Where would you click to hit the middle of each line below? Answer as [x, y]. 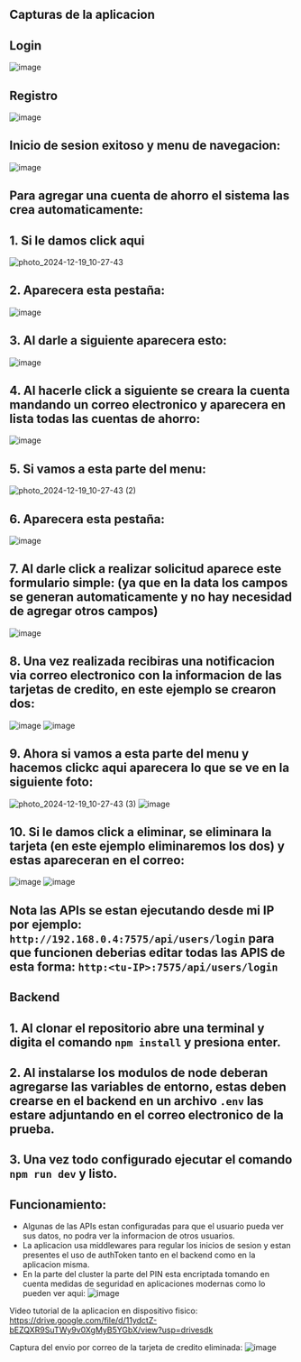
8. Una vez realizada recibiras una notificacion [142, 662]
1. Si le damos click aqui [77, 240]
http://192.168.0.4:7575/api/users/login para [142, 939]
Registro [34, 95]
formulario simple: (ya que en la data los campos [149, 583]
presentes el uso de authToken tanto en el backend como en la [139, 1255]
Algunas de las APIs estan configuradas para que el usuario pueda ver [153, 1227]
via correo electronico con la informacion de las [146, 676]
